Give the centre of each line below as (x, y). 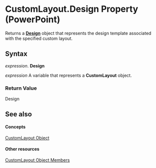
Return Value (21, 88)
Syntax (16, 54)
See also (19, 114)
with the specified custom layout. (39, 38)
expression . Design (25, 66)
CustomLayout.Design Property (72, 9)
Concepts (15, 127)
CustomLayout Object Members (38, 160)
